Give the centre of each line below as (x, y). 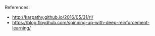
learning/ (21, 28)
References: (17, 7)
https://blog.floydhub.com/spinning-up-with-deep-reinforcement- (81, 23)
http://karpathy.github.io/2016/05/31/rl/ (53, 17)
